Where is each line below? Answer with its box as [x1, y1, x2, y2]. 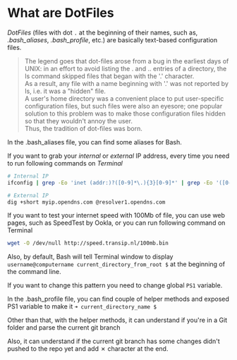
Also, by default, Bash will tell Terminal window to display [7, 252, 174, 261]
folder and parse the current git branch [7, 323, 121, 332]
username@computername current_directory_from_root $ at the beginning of [7, 260, 226, 268]
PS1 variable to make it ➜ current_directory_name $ [7, 302, 157, 311]
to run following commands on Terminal [7, 159, 123, 167]
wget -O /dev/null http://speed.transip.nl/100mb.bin [7, 240, 169, 247]
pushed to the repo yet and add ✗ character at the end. [7, 345, 169, 353]
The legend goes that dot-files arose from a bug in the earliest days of [24, 56, 229, 65]
